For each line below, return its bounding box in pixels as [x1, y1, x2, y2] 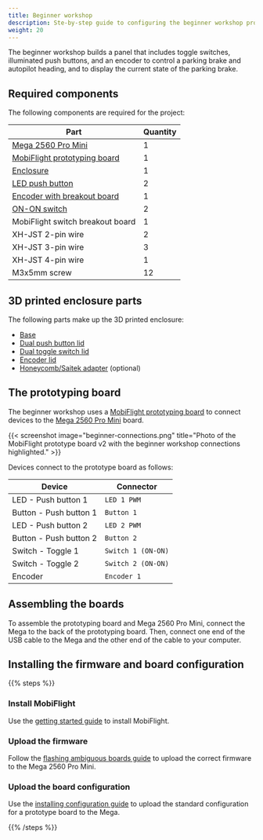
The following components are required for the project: [8, 108, 186, 118]
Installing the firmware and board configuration [8, 658, 244, 671]
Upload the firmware [8, 736, 88, 747]
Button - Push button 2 [12, 532, 98, 543]
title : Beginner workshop [8, 11, 92, 20]
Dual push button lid [19, 338, 85, 348]
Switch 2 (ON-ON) [104, 559, 170, 568]
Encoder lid [19, 355, 57, 364]
